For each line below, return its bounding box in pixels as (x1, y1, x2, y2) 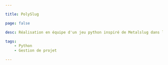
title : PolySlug (5, 11, 39, 16)
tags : (5, 38, 16, 44)
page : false (5, 20, 30, 25)
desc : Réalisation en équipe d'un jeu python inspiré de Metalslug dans (5, 29, 160, 35)
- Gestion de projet (14, 48, 57, 53)
